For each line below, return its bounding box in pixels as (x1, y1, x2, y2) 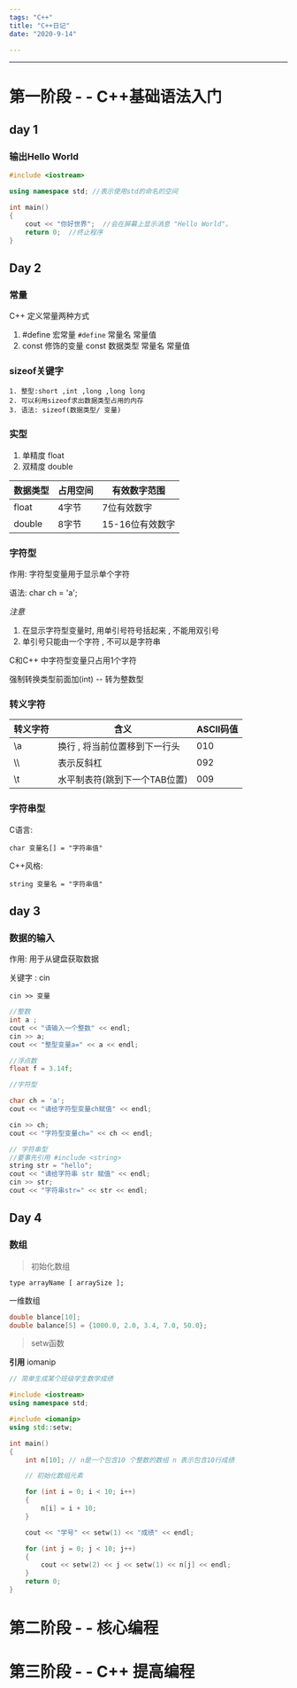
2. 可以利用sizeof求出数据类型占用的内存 (9, 396, 144, 406)
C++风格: (9, 860, 43, 871)
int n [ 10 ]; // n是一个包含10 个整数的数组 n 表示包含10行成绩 (25, 1455, 235, 1465)
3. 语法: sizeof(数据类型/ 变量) (9, 406, 122, 415)
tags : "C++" (9, 12, 53, 22)
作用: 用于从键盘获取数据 (9, 953, 99, 964)
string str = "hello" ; (9, 1162, 93, 1171)
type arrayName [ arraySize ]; (9, 1278, 125, 1287)
